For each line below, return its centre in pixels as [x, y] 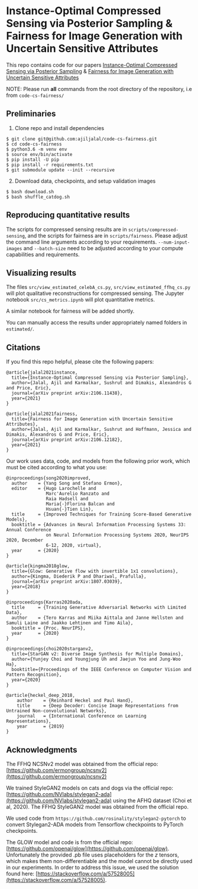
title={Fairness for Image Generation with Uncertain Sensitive [92, 419]
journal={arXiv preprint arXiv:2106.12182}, [67, 440]
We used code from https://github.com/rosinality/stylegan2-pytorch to [96, 818]
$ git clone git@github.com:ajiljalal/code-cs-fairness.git [82, 139]
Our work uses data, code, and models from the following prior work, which [98, 461]
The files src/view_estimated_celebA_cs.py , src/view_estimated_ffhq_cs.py [98, 287]
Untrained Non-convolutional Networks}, [57, 711]
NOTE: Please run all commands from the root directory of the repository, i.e [99, 89]
